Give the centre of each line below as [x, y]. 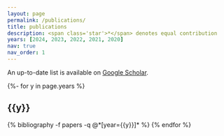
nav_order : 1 [26, 53]
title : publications [37, 27]
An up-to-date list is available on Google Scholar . [78, 72]
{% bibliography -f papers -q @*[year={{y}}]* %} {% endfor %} [99, 124]
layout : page [26, 14]
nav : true [22, 46]
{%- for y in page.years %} [46, 86]
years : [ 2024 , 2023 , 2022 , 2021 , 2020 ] [65, 40]
